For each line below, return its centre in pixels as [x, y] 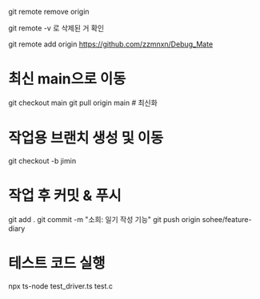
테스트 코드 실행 [57, 263]
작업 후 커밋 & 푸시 [65, 196]
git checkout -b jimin [42, 160]
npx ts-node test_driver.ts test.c [61, 286]
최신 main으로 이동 [67, 79]
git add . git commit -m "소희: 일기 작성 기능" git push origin [104, 219]
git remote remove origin [49, 12]
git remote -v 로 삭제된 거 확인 [56, 28]
